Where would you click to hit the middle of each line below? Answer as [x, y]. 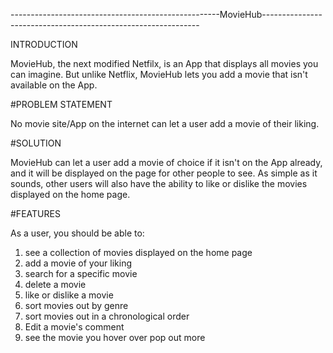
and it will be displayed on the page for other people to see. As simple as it [164, 173]
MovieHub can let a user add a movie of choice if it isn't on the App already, [166, 162]
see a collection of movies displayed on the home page [138, 252]
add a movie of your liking [78, 263]
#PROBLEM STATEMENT [61, 104]
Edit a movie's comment [74, 327]
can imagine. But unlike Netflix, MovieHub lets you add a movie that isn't [159, 74]
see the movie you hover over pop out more [115, 337]
